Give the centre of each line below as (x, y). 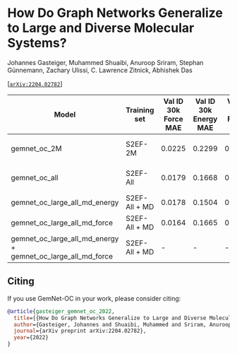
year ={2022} (31, 338)
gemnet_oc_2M (36, 148)
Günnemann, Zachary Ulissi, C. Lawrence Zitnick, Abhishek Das (100, 70)
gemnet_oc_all (35, 177)
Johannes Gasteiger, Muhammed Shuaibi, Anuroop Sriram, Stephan (105, 62)
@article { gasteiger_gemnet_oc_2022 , (61, 311)
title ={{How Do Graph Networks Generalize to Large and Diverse (110, 318)
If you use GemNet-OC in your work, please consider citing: (94, 298)
